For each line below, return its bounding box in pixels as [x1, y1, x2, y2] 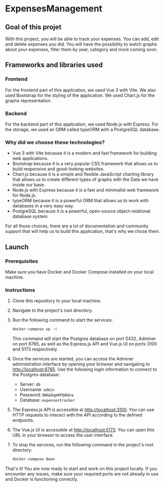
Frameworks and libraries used [5, 61, 103, 70]
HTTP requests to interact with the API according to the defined [12, 412, 143, 418]
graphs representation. [5, 97, 52, 103]
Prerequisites [5, 258, 38, 265]
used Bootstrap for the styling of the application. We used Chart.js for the [5, 92, 155, 98]
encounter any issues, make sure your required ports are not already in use [5, 471, 159, 477]
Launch [5, 243, 29, 251]
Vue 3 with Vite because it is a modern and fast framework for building [12, 150, 157, 156]
